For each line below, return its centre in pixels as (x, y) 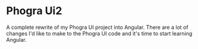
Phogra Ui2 (34, 11)
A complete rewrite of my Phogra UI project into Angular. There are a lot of (97, 27)
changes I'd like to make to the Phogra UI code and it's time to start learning (99, 33)
